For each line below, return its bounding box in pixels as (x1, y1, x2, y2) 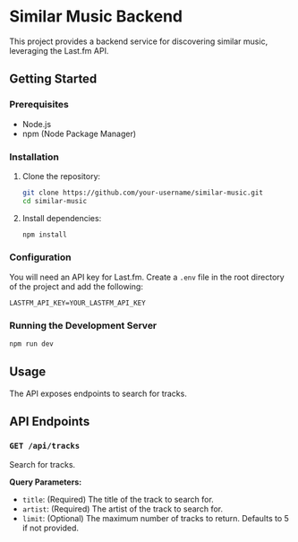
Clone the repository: (21, 170, 101, 181)
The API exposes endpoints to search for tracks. (9, 388, 188, 399)
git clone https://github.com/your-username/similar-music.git (21, 188, 264, 197)
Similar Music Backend (9, 6, 183, 27)
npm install (21, 230, 67, 239)
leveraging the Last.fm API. (9, 45, 109, 56)
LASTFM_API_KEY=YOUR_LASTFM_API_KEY (9, 298, 146, 307)
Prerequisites (9, 99, 69, 111)
